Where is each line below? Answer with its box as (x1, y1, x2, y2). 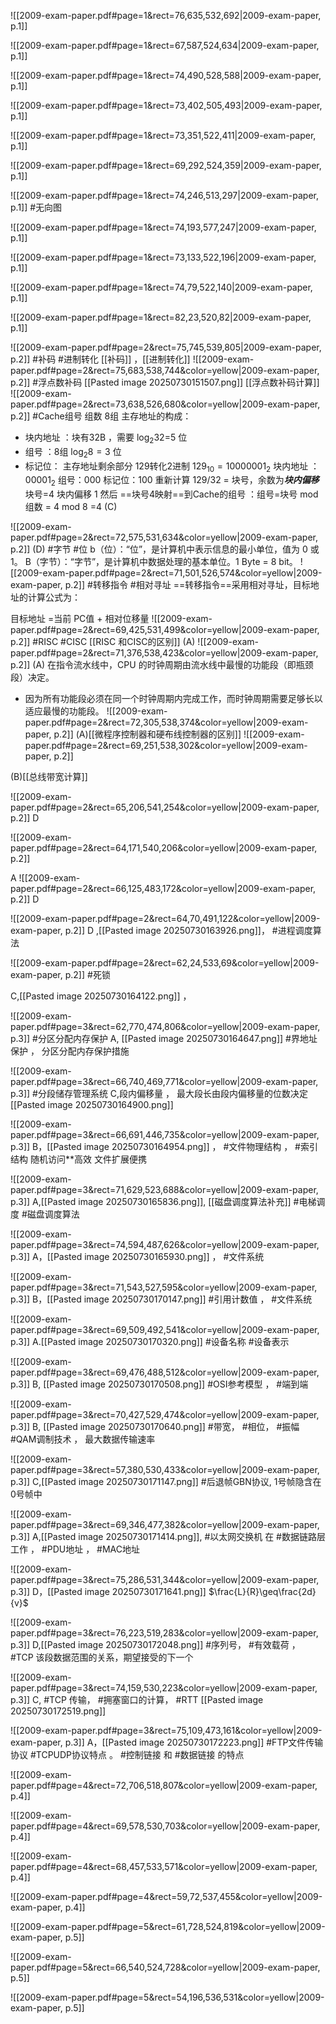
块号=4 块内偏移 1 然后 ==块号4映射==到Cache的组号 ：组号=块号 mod (24, 488, 319, 500)
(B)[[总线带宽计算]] (10, 771, 88, 783)
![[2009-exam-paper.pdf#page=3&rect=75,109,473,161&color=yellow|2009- (10, 1725, 323, 1737)
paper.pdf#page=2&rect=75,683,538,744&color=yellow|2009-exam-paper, (10, 365, 320, 376)
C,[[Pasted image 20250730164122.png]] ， (10, 990, 192, 1002)
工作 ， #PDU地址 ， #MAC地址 (10, 1543, 140, 1555)
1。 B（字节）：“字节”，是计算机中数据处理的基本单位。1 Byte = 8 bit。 (10, 556, 298, 568)
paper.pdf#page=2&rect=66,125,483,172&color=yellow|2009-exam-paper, (10, 883, 317, 895)
